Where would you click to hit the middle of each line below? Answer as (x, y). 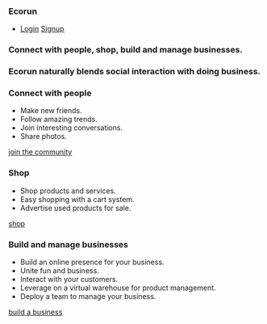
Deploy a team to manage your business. (88, 297)
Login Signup (42, 29)
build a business (35, 312)
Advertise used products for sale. (75, 208)
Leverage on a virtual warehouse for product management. (118, 288)
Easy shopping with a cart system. (77, 199)
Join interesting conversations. (71, 128)
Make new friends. (51, 111)
